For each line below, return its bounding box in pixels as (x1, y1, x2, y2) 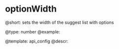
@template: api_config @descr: (5, 38, 69, 44)
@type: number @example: (5, 29, 60, 34)
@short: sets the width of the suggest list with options (5, 19, 114, 25)
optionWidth (5, 3, 57, 15)
